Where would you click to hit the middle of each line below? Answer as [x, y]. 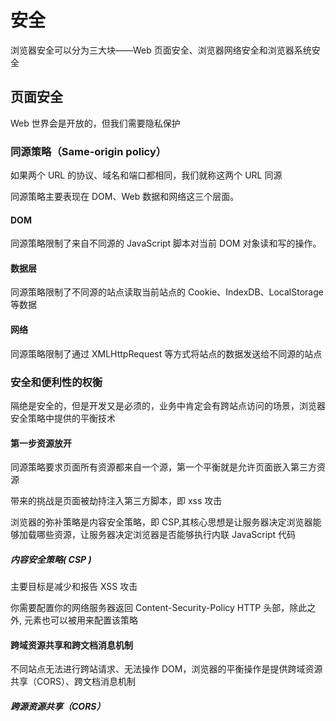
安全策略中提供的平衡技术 [63, 418]
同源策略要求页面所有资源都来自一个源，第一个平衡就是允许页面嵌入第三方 [163, 467]
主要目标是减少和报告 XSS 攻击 [74, 587]
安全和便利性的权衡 [56, 382]
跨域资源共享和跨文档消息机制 [71, 645]
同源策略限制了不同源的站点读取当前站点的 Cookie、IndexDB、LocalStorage [167, 292]
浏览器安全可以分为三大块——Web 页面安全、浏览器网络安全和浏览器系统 [161, 50]
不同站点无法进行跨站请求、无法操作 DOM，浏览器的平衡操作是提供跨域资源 [166, 669]
